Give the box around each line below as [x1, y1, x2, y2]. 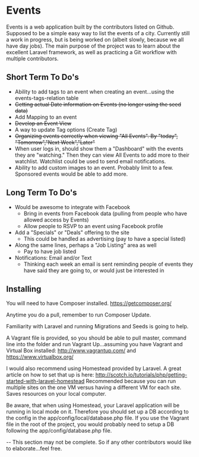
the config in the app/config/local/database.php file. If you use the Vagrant [6, 415, 189, 422]
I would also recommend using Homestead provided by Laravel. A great [6, 365, 182, 372]
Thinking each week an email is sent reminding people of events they [23, 260, 193, 268]
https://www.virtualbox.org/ [6, 353, 74, 360]
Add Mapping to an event [14, 113, 77, 120]
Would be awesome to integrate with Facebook [14, 203, 131, 210]
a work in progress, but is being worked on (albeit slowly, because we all [6, 36, 184, 43]
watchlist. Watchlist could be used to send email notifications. [14, 157, 166, 164]
